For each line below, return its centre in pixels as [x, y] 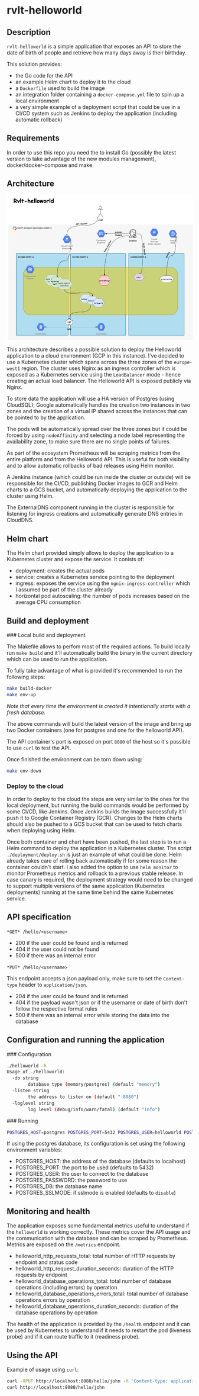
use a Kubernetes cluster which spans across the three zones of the [90, 362]
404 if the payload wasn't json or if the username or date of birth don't [101, 1002]
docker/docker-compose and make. [50, 165]
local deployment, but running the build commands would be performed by [98, 805]
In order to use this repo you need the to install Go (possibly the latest [92, 152]
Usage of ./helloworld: [36, 1072]
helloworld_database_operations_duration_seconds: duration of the [97, 1307]
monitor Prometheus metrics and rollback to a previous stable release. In [95, 873]
